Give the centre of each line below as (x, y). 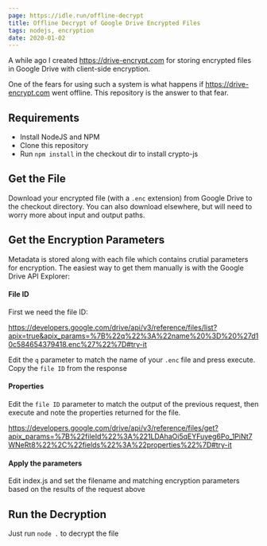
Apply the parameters (45, 463)
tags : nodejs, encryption (51, 30)
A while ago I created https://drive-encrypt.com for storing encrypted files (130, 60)
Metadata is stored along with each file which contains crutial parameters (128, 259)
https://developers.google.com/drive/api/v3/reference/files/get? (113, 428)
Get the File (37, 179)
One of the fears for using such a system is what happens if (106, 84)
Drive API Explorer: (39, 276)
